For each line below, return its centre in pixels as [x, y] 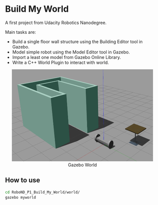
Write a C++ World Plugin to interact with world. [61, 62]
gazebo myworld [21, 197]
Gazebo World [82, 165]
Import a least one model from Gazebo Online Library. [66, 57]
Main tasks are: [21, 32]
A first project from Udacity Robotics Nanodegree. [56, 23]
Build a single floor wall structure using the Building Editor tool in [78, 41]
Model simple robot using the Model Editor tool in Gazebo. [71, 52]
